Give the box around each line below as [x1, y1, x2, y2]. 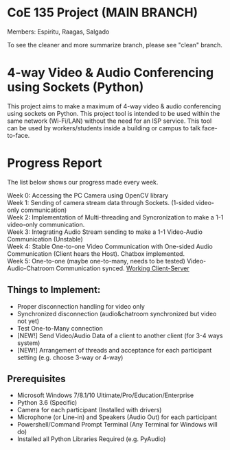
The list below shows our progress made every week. [7, 178, 159, 186]
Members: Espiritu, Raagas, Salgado [7, 27, 110, 36]
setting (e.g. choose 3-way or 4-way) [16, 353, 124, 362]
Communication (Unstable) [7, 235, 84, 243]
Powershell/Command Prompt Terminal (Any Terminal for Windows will [16, 421, 218, 429]
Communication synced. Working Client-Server [56, 264, 190, 272]
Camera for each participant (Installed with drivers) [16, 406, 162, 414]
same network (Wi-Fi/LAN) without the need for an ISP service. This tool [7, 117, 212, 125]
